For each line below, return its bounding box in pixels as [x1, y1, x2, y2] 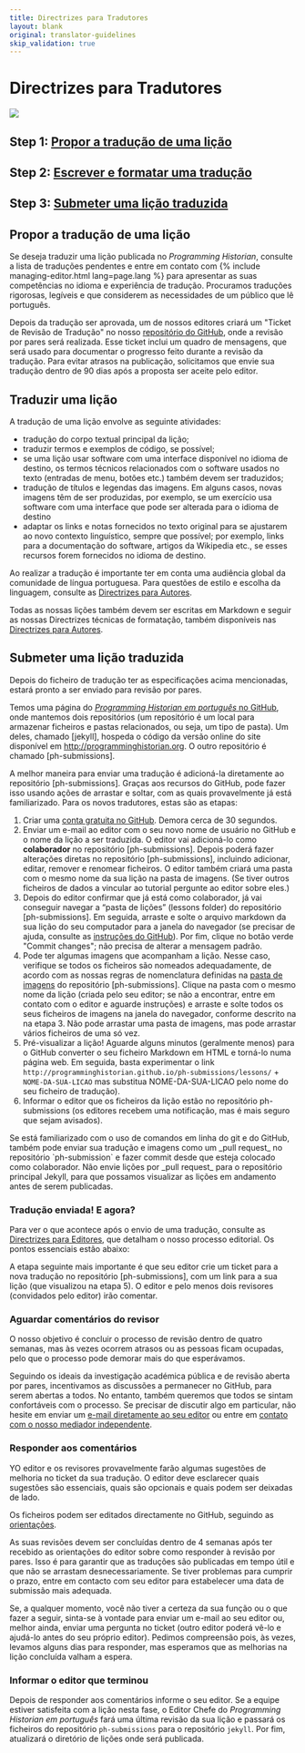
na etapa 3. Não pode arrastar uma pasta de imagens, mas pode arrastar [22, 1018, 297, 1029]
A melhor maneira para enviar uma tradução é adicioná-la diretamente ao [9, 767, 285, 779]
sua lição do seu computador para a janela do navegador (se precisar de [22, 921, 296, 932]
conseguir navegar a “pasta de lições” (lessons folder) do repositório [22, 901, 282, 912]
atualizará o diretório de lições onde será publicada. [9, 1733, 205, 1744]
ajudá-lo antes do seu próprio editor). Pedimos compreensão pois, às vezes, [9, 1632, 296, 1643]
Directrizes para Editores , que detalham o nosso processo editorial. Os [9, 1234, 275, 1245]
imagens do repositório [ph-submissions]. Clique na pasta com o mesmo [22, 979, 296, 989]
